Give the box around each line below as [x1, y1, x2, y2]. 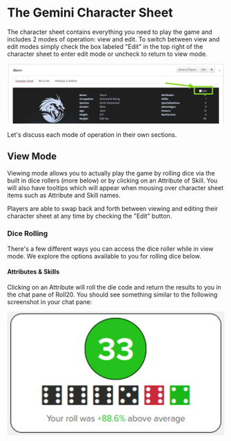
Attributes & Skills [7, 268, 60, 276]
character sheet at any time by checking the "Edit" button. [7, 212, 172, 220]
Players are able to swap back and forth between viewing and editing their [7, 204, 219, 212]
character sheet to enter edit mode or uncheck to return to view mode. [7, 50, 208, 58]
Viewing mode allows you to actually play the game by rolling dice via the [7, 169, 215, 177]
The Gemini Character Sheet [7, 5, 174, 21]
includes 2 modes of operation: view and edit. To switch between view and [7, 35, 220, 43]
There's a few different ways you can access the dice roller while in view [7, 244, 214, 253]
